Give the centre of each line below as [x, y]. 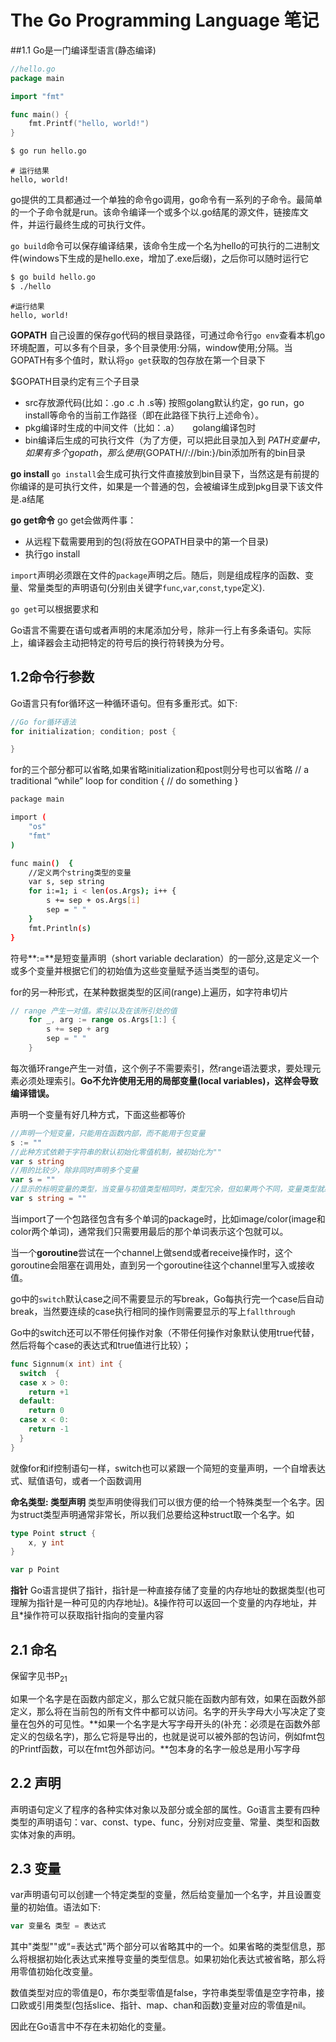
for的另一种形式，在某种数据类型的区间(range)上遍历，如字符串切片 [149, 992]
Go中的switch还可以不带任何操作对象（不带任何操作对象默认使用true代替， [165, 1332]
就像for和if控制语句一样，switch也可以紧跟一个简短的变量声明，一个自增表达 [168, 1468]
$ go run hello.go [48, 151]
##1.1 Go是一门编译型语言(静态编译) [83, 50]
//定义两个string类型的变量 [80, 872]
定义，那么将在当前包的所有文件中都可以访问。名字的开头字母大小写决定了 [163, 1711]
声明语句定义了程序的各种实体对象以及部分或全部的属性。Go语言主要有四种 [165, 1809]
